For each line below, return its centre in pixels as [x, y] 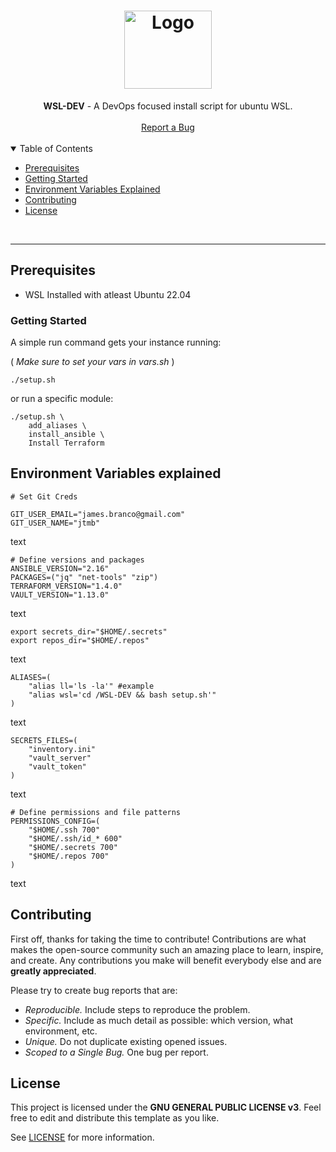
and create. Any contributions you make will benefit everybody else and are [166, 960]
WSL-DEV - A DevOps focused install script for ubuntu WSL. [168, 106]
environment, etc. [61, 1031]
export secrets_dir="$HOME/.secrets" [89, 631]
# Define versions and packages [77, 560]
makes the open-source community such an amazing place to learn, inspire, [167, 949]
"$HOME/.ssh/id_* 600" [75, 838]
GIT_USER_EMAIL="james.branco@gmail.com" [98, 514]
